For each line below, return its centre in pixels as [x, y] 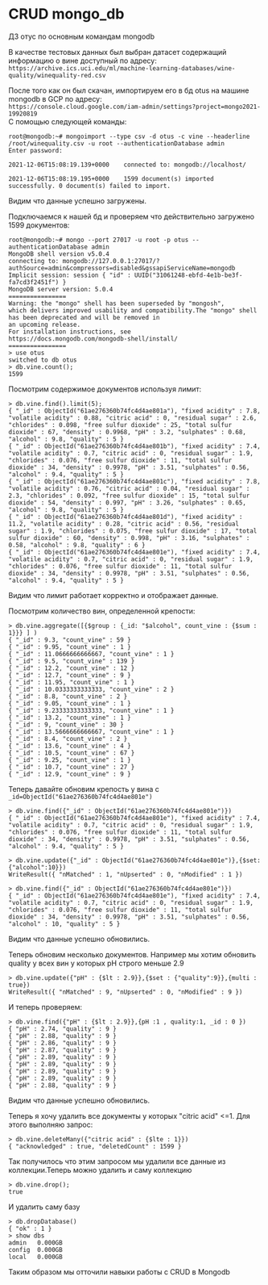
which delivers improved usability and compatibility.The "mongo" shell [133, 310]
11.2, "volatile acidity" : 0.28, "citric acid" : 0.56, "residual [124, 524]
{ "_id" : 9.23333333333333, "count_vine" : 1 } [91, 710]
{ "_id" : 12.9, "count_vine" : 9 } [70, 774]
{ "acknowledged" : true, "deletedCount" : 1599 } [95, 1146]
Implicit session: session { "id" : [70, 275]
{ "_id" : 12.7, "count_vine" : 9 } [70, 675]
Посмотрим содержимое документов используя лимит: [105, 389]
